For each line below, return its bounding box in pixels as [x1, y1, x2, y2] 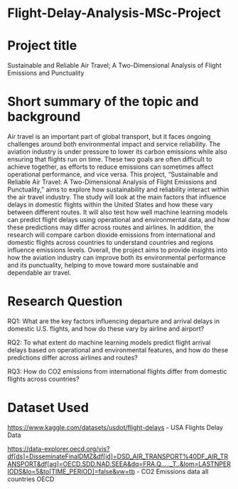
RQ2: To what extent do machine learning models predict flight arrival [7, 338, 211, 347]
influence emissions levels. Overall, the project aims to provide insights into [7, 246, 228, 254]
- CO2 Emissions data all [136, 467, 209, 475]
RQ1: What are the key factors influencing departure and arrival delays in [7, 317, 220, 325]
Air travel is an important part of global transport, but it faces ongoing [7, 132, 211, 141]
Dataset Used [7, 400, 89, 416]
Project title [7, 38, 77, 54]
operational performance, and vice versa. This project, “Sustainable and [7, 170, 218, 179]
